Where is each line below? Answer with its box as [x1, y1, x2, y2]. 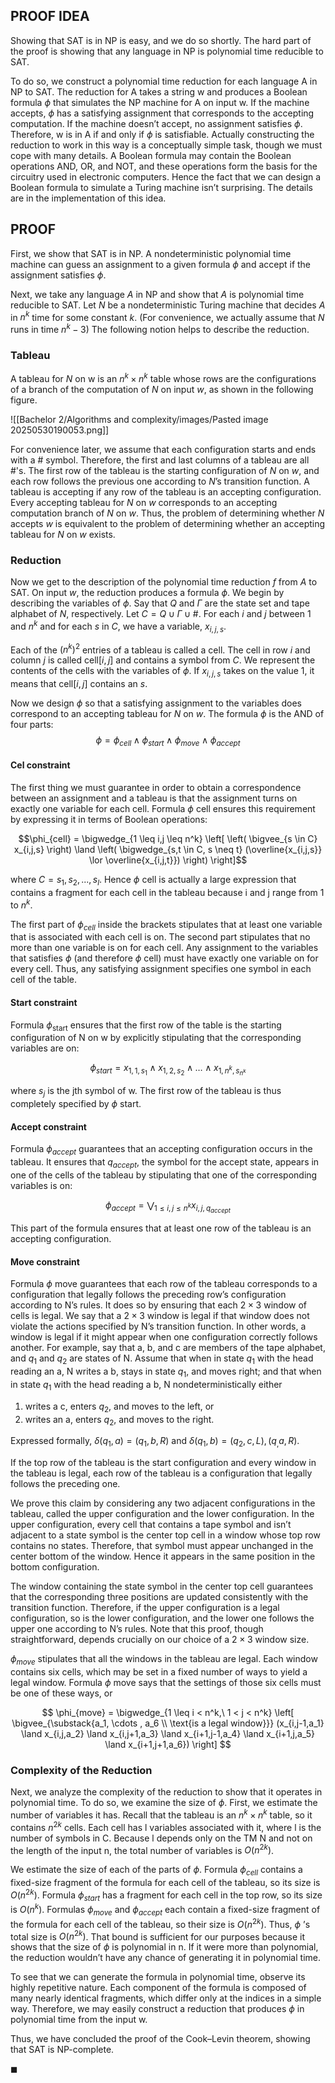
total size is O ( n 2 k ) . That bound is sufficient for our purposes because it [10, 1929, 306, 1943]
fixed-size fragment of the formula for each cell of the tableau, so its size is [10, 1877, 321, 1889]
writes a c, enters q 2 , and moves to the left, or [24, 1400, 215, 1414]
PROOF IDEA [10, 8, 90, 25]
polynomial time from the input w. [10, 2014, 148, 2026]
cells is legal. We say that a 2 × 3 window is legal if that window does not [10, 1310, 310, 1322]
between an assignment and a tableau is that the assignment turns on [10, 792, 298, 804]
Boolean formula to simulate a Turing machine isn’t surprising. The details [10, 181, 313, 193]
